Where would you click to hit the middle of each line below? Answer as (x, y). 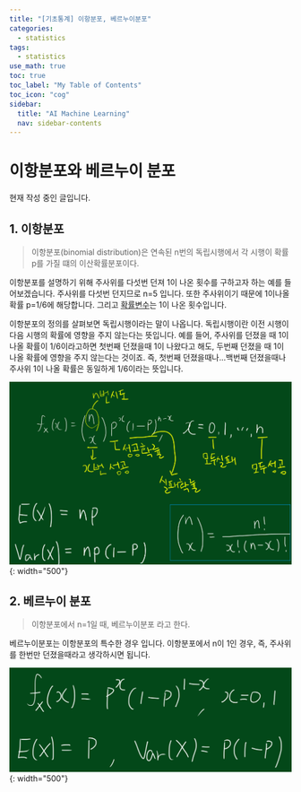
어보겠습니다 (31, 293)
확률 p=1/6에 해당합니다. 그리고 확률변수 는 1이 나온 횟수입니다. (118, 305)
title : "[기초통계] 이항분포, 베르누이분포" (81, 19)
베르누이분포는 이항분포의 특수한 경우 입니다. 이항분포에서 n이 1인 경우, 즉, (138, 644)
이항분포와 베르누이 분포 (93, 171)
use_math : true (38, 66)
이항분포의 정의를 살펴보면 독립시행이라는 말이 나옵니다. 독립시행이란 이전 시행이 (149, 324)
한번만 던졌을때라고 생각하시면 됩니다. (84, 655)
